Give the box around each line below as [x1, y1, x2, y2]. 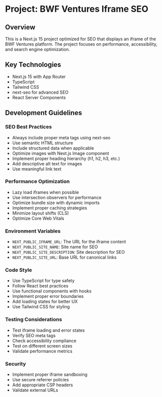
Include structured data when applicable [12, 145, 94, 151]
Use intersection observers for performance [12, 194, 102, 200]
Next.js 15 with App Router [12, 74, 66, 79]
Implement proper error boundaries [12, 293, 84, 299]
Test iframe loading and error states [12, 327, 85, 333]
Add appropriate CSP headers [12, 382, 73, 388]
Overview [5, 23, 36, 31]
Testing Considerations [5, 316, 62, 323]
